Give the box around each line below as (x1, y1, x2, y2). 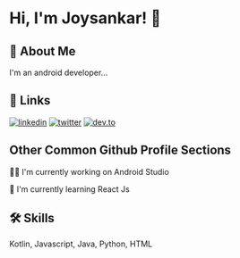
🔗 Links (9, 93, 51, 108)
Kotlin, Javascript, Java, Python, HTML (9, 238, 153, 249)
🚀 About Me (9, 44, 76, 59)
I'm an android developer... (9, 67, 108, 78)
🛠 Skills (9, 211, 56, 226)
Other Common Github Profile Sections (9, 143, 231, 158)
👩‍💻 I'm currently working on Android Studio (9, 166, 170, 177)
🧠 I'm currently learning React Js (9, 183, 130, 195)
